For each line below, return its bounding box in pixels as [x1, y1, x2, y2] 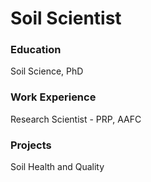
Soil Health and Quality [10, 161, 105, 173]
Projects [10, 138, 52, 152]
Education [10, 43, 62, 57]
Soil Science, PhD [10, 65, 84, 77]
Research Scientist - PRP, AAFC [10, 113, 142, 125]
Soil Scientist [10, 7, 122, 30]
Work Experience [10, 90, 97, 104]
